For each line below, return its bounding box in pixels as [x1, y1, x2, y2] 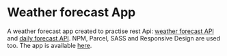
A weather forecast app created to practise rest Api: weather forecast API [7, 27, 214, 35]
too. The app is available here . [7, 41, 92, 49]
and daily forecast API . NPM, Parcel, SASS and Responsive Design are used [7, 34, 221, 42]
